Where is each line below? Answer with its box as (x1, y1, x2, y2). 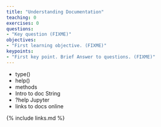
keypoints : (6, 48, 34, 54)
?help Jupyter (15, 96, 50, 103)
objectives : (6, 37, 36, 43)
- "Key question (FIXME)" (6, 31, 71, 37)
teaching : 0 (6, 15, 36, 21)
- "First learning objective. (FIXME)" (6, 43, 107, 49)
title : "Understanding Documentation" (6, 8, 104, 15)
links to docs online (15, 102, 64, 109)
